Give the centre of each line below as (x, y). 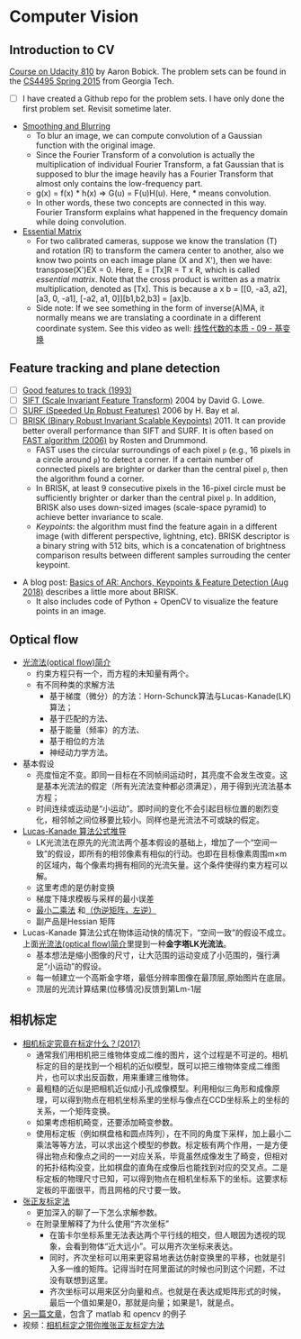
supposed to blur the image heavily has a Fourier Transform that (155, 174)
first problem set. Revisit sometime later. (97, 109)
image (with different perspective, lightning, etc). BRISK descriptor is (163, 536)
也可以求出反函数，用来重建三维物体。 (123, 1077)
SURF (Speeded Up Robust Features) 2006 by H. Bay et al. (131, 410)
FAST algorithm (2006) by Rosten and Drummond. (115, 441)
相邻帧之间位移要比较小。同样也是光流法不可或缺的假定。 (158, 820)
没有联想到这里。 (81, 1280)
